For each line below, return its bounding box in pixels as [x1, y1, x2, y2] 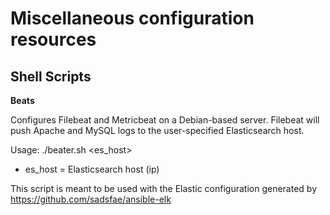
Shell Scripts [10, 68, 92, 85]
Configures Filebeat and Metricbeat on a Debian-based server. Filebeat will [10, 114, 320, 126]
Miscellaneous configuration [10, 7, 255, 30]
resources [10, 28, 97, 51]
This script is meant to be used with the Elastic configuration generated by [10, 183, 317, 194]
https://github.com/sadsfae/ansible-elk [10, 193, 172, 205]
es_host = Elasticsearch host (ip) [24, 163, 160, 175]
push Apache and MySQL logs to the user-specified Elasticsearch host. [10, 125, 305, 136]
